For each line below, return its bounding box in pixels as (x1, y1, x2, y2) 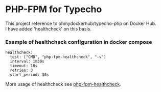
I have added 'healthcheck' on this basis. (5, 25, 92, 32)
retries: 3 (10, 68, 33, 73)
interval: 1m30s (10, 59, 44, 64)
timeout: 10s (10, 64, 38, 69)
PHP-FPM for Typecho (5, 4, 102, 15)
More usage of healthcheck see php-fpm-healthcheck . (5, 81, 121, 87)
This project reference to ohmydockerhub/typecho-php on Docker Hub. (5, 20, 157, 26)
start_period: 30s (10, 72, 50, 77)
